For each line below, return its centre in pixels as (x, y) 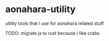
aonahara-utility (40, 9)
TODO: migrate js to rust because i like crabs (52, 33)
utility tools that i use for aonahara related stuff (54, 23)
